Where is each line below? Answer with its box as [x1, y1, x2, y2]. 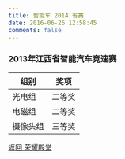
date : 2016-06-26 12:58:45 [8, 19, 97, 27]
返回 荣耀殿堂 [8, 142, 52, 152]
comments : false [8, 26, 62, 34]
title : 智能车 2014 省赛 [8, 11, 85, 20]
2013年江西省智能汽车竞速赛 [8, 54, 117, 65]
